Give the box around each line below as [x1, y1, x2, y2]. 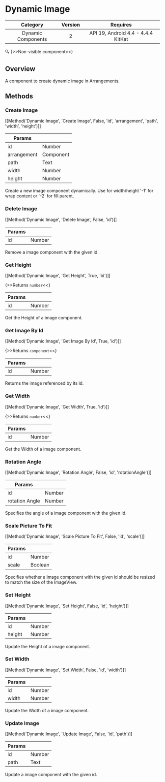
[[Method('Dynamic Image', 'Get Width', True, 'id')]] [5, 404, 110, 409]
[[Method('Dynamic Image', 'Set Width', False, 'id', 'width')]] [5, 667, 126, 673]
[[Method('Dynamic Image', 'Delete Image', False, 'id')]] [5, 217, 117, 222]
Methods [5, 92, 33, 100]
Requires [110, 21, 132, 28]
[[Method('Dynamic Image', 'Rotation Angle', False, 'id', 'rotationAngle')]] [5, 469, 152, 475]
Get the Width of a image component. [5, 446, 82, 452]
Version [61, 21, 80, 28]
